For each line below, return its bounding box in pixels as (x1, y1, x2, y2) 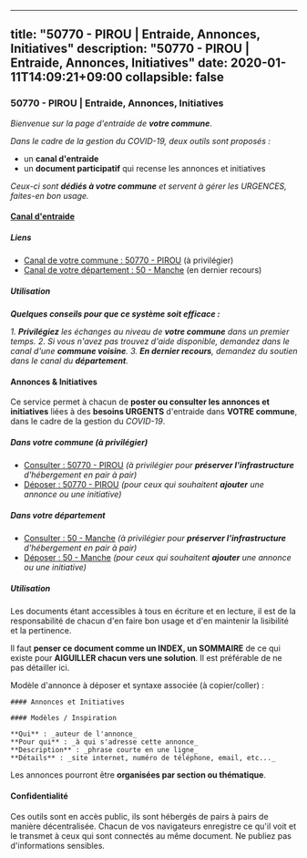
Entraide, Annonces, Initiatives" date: (10, 56, 229, 71)
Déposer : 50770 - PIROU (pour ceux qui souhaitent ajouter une (23, 479, 265, 490)
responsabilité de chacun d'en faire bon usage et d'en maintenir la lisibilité (10, 615, 290, 626)
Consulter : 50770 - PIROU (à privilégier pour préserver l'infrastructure (23, 460, 294, 471)
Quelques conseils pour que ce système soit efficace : (10, 309, 220, 319)
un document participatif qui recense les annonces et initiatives (23, 162, 266, 173)
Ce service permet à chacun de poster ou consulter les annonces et (10, 396, 270, 407)
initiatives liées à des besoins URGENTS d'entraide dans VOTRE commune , (10, 406, 298, 417)
